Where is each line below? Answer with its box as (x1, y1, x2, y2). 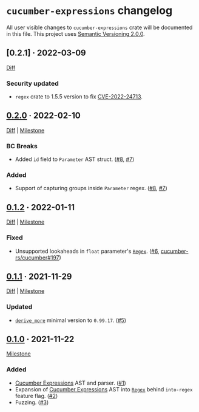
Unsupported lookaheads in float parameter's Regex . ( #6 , (15, 247, 160, 255)
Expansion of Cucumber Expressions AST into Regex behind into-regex (15, 385, 193, 393)
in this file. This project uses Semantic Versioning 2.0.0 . (6, 30, 145, 37)
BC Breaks (6, 142, 38, 150)
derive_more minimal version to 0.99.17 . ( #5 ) (15, 317, 126, 324)
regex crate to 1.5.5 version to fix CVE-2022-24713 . (15, 93, 143, 100)
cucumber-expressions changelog (6, 4, 173, 18)
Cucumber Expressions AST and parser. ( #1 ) (15, 379, 126, 386)
